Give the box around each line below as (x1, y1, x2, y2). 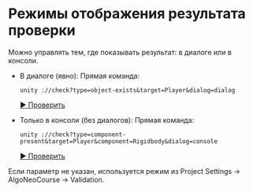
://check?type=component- (40, 131, 126, 138)
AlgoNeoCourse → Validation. (8, 175, 105, 184)
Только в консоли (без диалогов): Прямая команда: (19, 115, 195, 124)
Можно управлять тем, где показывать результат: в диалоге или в (8, 47, 233, 57)
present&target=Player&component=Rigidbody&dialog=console (19, 137, 218, 146)
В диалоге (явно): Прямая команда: (19, 71, 140, 80)
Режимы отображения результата (8, 5, 246, 23)
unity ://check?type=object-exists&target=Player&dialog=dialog (19, 86, 236, 94)
